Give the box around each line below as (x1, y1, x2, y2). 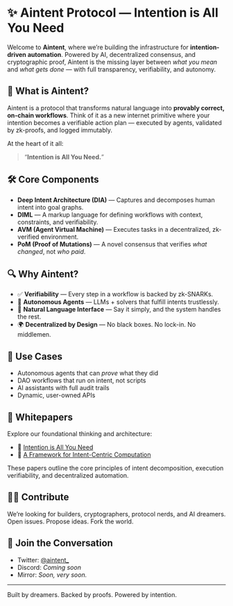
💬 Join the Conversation (7, 537, 113, 549)
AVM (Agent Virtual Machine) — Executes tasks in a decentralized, (17, 225, 212, 233)
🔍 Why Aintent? (7, 268, 79, 280)
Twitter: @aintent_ (17, 555, 69, 564)
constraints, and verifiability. (17, 217, 98, 226)
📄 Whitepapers (7, 411, 73, 423)
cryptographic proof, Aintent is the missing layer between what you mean (7, 58, 218, 66)
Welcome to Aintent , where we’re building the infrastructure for (7, 43, 189, 51)
